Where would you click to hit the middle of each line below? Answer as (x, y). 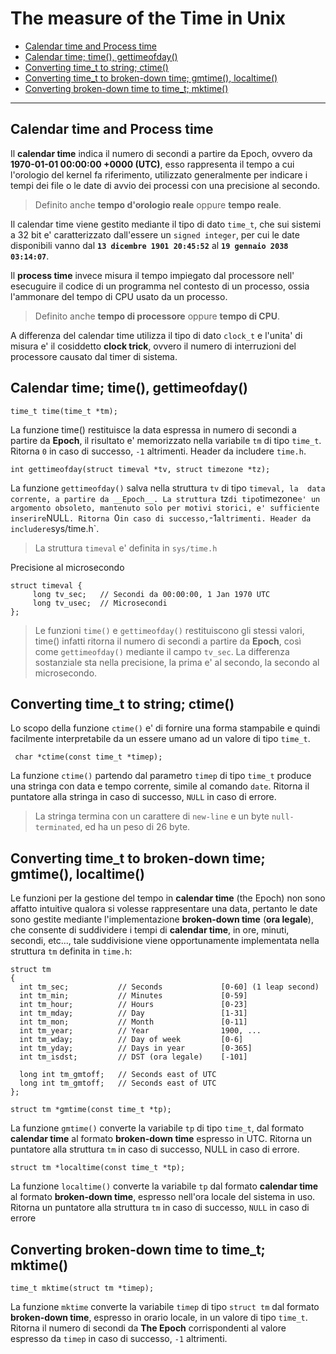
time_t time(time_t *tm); (64, 411)
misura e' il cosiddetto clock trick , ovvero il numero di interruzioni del (153, 346)
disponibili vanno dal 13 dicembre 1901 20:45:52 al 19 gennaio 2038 (149, 245)
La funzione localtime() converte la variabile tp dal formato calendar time (164, 1186)
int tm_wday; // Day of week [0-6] (131, 1040)
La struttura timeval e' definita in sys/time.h (126, 548)
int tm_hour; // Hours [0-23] (133, 1005)
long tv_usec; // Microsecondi (100, 603)
